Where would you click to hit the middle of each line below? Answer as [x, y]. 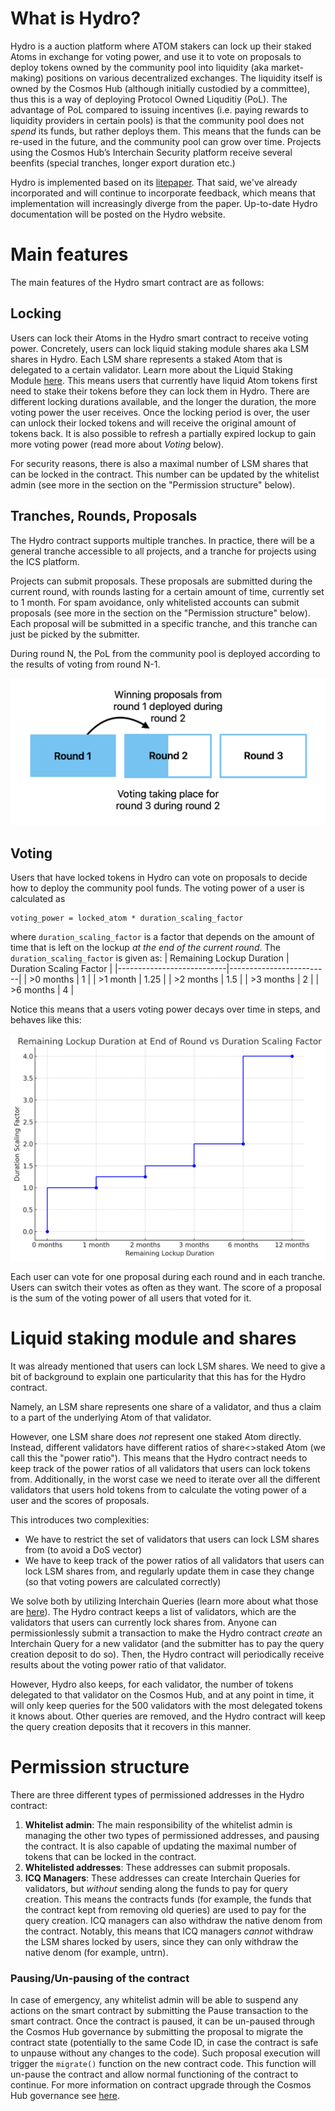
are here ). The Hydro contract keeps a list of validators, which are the [153, 1612]
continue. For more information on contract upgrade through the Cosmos [161, 2085]
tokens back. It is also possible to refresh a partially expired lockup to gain [163, 433]
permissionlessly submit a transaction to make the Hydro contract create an [166, 1633]
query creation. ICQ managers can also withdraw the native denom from [173, 1921]
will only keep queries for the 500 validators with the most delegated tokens [166, 1706]
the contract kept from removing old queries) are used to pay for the [165, 1910]
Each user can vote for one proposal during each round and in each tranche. [168, 1277]
